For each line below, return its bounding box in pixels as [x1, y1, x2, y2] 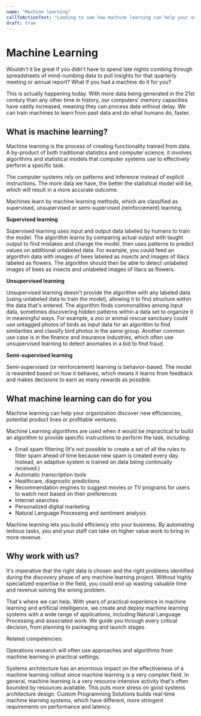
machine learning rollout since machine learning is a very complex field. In [6, 671, 190, 678]
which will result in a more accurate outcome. [6, 186, 118, 193]
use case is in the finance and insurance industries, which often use [6, 334, 173, 341]
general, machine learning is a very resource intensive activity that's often [6, 677, 188, 685]
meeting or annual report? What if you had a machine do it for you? [6, 79, 172, 86]
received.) [14, 464, 41, 472]
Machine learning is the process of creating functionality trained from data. [6, 142, 191, 150]
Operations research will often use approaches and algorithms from [6, 646, 173, 654]
